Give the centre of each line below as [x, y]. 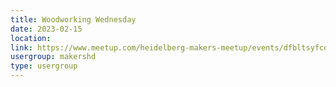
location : [31, 38]
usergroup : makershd [53, 57]
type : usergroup [44, 66]
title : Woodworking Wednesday [73, 19]
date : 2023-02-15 [46, 29]
